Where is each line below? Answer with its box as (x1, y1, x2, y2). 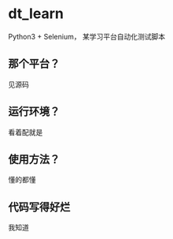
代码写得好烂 (8, 200, 71, 214)
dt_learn (8, 5, 64, 23)
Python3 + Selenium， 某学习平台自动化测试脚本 (8, 32, 166, 41)
